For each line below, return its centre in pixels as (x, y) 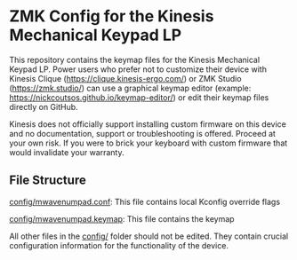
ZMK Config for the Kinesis (112, 16)
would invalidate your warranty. (67, 152)
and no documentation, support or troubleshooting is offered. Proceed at (142, 133)
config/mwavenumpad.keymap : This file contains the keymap (122, 218)
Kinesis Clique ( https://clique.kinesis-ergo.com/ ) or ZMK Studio (125, 78)
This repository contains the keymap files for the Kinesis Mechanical (135, 59)
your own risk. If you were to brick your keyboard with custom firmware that (148, 143)
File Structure (48, 181)
